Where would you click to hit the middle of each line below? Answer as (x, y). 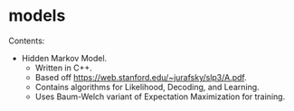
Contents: (27, 41)
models (37, 16)
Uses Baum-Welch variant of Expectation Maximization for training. (160, 97)
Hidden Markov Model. (64, 58)
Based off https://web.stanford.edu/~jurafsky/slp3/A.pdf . (141, 77)
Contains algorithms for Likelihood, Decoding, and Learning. (147, 87)
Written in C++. (63, 68)
